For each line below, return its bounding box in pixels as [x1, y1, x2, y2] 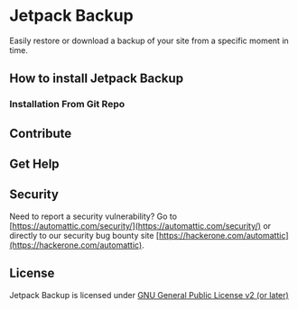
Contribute [9, 125, 72, 141]
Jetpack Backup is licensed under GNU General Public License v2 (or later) [9, 289, 289, 300]
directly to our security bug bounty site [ [9, 230, 160, 241]
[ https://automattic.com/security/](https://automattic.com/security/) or [9, 220, 272, 231]
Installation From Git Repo [9, 98, 125, 111]
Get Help [9, 157, 61, 172]
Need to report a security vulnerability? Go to [9, 211, 178, 222]
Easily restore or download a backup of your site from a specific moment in [9, 35, 289, 46]
